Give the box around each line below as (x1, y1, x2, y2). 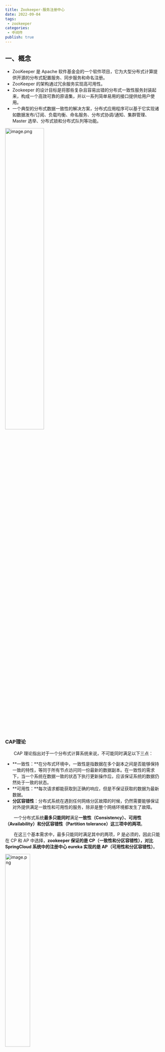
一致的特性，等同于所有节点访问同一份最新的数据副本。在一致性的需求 (12, 767, 155, 773)
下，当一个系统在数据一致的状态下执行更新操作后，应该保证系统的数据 (12, 773, 155, 779)
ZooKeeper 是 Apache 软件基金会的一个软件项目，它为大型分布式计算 (12, 68, 154, 74)
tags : (5, 16, 16, 21)
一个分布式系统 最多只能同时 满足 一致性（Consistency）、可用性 (14, 814, 142, 821)
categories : (5, 26, 30, 31)
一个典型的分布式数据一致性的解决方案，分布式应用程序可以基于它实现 (12, 105, 155, 111)
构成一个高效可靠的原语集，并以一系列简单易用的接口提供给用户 (21, 93, 151, 99)
